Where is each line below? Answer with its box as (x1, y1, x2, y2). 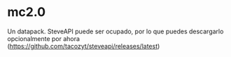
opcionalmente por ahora (7, 34, 80, 42)
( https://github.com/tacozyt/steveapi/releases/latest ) (7, 42, 160, 50)
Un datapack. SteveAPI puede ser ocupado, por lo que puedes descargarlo (7, 27, 224, 35)
